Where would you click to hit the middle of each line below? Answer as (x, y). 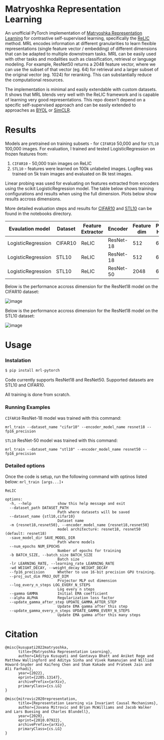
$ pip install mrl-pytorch (32, 371)
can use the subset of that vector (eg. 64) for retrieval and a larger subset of (82, 69)
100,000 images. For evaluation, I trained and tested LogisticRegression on (80, 148)
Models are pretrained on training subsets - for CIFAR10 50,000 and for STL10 (82, 143)
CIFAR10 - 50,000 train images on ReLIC (52, 163)
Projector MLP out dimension (87, 581)
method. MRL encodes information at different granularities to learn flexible (81, 43)
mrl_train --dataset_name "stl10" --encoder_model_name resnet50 (73, 449)
